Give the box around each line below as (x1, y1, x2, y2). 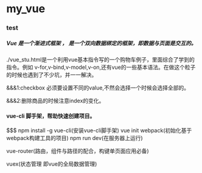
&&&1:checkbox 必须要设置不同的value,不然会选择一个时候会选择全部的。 (6, 84, 190, 91)
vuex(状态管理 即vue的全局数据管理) (6, 160, 97, 168)
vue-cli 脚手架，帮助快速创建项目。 (6, 112, 96, 119)
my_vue (6, 2, 46, 16)
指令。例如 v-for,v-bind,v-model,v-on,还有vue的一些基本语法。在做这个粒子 (6, 63, 196, 71)
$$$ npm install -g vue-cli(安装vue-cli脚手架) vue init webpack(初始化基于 (6, 127, 192, 134)
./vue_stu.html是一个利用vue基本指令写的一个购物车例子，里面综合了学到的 (6, 56, 195, 63)
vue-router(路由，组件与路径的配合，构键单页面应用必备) (6, 147, 149, 155)
